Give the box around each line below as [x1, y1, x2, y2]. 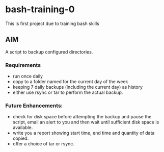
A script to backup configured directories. [5, 48, 93, 55]
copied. [12, 135, 29, 141]
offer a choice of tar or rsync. [12, 141, 75, 147]
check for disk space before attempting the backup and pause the [12, 114, 152, 120]
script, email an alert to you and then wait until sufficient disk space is [12, 119, 159, 125]
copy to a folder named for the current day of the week [12, 79, 128, 85]
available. [12, 124, 33, 131]
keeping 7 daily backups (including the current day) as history [12, 84, 143, 90]
